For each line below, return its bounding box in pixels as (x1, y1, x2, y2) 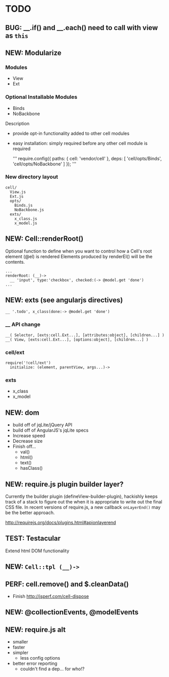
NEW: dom (5, 408, 40, 417)
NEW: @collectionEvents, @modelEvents (5, 608, 139, 616)
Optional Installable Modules (5, 94, 78, 101)
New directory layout (5, 174, 58, 181)
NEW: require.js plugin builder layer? (5, 479, 124, 489)
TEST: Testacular (5, 534, 61, 543)
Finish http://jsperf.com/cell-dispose (12, 594, 89, 600)
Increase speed (12, 433, 46, 439)
